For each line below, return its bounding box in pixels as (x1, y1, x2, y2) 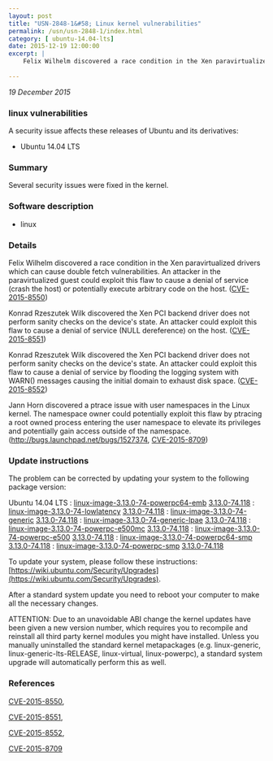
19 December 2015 (8, 87, 71, 97)
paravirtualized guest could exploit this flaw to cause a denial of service (8, 275, 249, 285)
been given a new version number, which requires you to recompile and (8, 623, 249, 633)
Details (8, 239, 37, 250)
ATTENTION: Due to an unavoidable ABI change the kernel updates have (8, 615, 252, 624)
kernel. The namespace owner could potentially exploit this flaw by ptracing (8, 408, 262, 419)
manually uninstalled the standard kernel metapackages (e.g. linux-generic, (8, 640, 262, 650)
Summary (8, 162, 49, 173)
